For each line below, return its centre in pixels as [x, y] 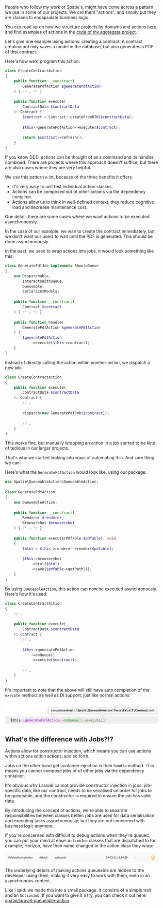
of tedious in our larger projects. [37, 448]
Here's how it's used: [26, 594]
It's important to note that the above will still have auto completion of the [77, 690]
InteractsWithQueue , [43, 281]
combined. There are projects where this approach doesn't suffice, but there [81, 162]
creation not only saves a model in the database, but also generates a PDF [79, 47]
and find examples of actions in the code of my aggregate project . [71, 32]
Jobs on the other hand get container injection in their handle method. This [80, 766]
